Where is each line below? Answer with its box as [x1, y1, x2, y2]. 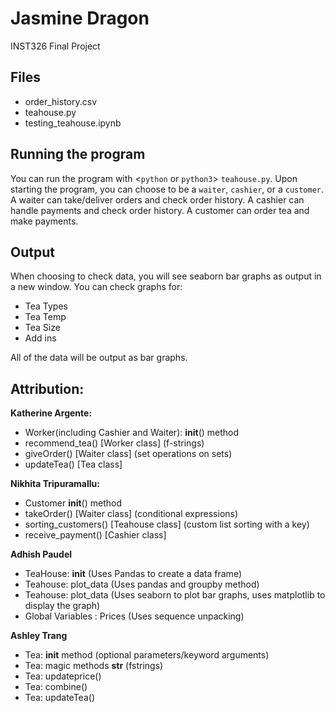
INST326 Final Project [10, 40, 101, 52]
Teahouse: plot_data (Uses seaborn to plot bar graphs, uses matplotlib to [24, 589, 326, 601]
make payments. [10, 215, 79, 227]
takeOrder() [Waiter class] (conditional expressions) [24, 508, 239, 520]
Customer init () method [24, 497, 123, 509]
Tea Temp [24, 311, 67, 323]
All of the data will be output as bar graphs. [10, 352, 188, 364]
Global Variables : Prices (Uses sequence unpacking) [24, 610, 245, 622]
